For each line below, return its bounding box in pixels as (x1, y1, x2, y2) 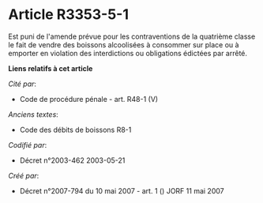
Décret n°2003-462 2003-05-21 (19, 156, 126, 165)
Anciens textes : (8, 109, 59, 119)
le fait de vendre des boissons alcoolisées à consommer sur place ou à (8, 39, 239, 49)
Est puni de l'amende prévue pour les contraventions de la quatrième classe (8, 32, 256, 41)
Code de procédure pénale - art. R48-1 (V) (19, 94, 159, 103)
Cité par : (8, 79, 37, 88)
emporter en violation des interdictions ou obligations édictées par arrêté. (8, 48, 247, 58)
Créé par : (8, 171, 39, 180)
